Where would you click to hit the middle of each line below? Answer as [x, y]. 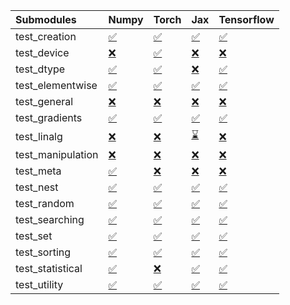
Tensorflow [246, 19]
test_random [45, 203]
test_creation [46, 36]
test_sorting [43, 252]
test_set [34, 236]
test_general [44, 101]
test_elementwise [56, 85]
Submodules [46, 19]
